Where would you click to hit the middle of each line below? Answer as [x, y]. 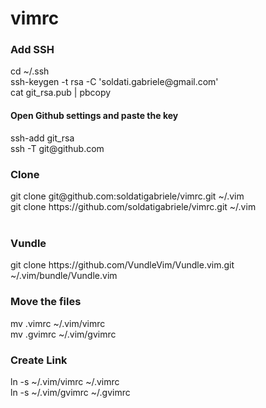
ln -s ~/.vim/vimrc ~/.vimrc [65, 381]
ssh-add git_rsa [42, 138]
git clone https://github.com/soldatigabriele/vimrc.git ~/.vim [133, 206]
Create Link [39, 360]
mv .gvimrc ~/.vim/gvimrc [63, 334]
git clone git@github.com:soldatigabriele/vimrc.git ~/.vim [127, 196]
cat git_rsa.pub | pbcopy [61, 93]
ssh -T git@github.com [57, 148]
